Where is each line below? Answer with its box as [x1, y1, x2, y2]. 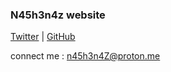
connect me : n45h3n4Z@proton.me [10, 50, 161, 62]
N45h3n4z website [10, 8, 106, 22]
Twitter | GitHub [10, 31, 76, 43]
